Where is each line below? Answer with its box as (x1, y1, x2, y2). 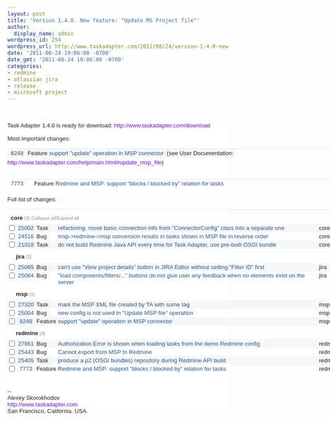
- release (7, 82, 37, 89)
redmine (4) (16, 329, 46, 337)
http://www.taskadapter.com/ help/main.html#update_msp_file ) (7, 159, 164, 166)
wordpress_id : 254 (7, 37, 61, 44)
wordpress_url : (7, 43, 52, 50)
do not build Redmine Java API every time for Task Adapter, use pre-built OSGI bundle (57, 241, 277, 249)
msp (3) (16, 290, 35, 298)
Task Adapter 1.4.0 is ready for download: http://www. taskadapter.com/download (7, 122, 211, 130)
